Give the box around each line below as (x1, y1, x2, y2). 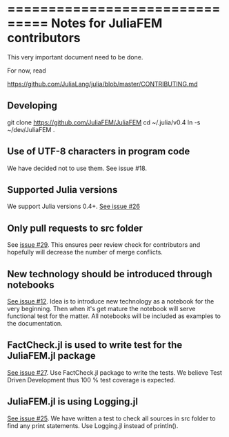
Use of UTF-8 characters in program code (7, 146, 190, 158)
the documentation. (7, 319, 63, 327)
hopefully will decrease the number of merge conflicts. (7, 248, 163, 257)
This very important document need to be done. (7, 53, 143, 61)
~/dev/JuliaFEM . (7, 125, 55, 133)
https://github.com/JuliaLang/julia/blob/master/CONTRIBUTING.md (7, 80, 198, 88)
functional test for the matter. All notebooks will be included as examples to (7, 312, 221, 320)
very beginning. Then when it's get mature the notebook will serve (7, 305, 196, 313)
